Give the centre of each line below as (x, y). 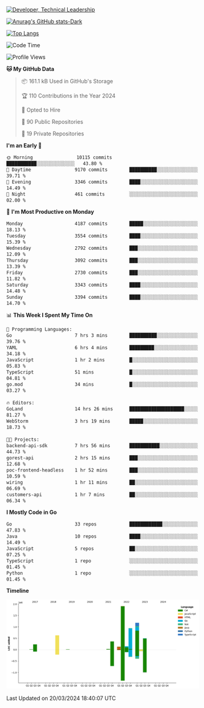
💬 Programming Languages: (39, 330)
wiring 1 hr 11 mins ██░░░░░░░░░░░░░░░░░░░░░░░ (102, 483)
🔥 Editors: (20, 403)
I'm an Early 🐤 (24, 145)
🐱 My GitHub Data (31, 69)
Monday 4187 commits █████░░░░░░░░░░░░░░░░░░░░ (102, 224)
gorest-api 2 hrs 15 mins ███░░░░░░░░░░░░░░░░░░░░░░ (102, 458)
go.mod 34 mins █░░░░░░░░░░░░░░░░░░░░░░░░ (102, 385)
